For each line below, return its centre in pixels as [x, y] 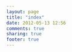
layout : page [23, 12]
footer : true [23, 39]
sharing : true [24, 34]
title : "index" [25, 17]
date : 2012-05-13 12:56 [36, 23]
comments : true [25, 28]
